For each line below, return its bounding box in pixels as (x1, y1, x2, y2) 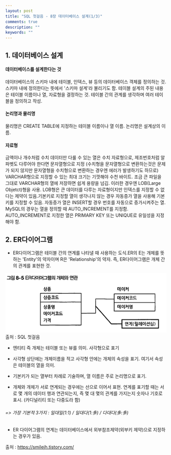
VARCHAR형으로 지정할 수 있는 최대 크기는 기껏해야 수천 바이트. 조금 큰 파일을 (5, 174, 162, 180)
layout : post (5, 8, 33, 13)
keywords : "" (5, 30, 33, 35)
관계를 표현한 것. (18, 262, 51, 269)
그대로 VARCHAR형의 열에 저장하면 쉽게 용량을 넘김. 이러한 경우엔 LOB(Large (5, 180, 161, 186)
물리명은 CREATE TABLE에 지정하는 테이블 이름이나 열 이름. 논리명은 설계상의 (5, 123, 160, 129)
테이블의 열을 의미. (18, 362, 55, 368)
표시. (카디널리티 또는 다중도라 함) (12, 397, 81, 403)
